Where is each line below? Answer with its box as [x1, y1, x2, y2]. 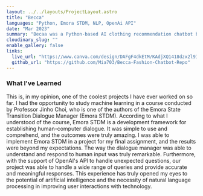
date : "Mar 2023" [6, 25, 50, 32]
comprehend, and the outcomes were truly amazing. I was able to [6, 131, 170, 139]
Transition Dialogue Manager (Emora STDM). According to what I [6, 112, 168, 119]
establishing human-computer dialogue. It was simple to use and [6, 125, 168, 132]
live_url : [11, 54, 36, 60]
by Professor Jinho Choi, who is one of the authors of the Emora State [6, 106, 181, 113]
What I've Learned [6, 79, 62, 87]
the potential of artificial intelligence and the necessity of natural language [6, 176, 192, 183]
